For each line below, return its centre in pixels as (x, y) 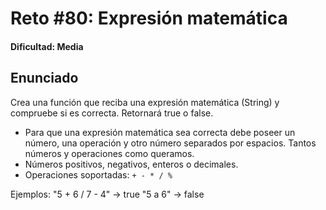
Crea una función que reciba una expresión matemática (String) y (145, 102)
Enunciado (44, 78)
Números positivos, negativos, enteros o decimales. (131, 164)
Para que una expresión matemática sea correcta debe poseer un (160, 132)
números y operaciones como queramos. (109, 153)
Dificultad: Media (47, 46)
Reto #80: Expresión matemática (149, 18)
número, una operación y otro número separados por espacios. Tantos (170, 143)
